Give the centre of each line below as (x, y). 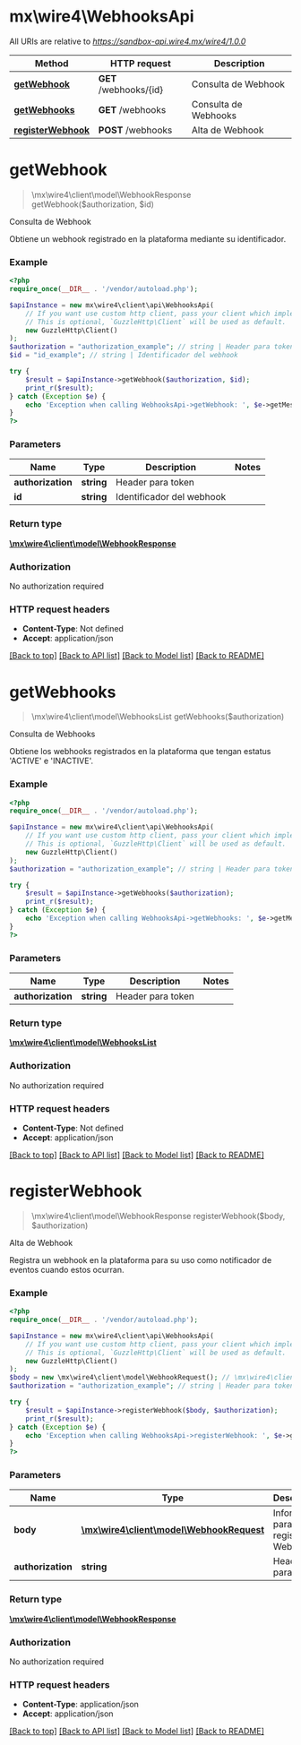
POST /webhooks (135, 130)
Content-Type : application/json (80, 1705)
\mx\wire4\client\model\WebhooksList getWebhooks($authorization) (158, 717)
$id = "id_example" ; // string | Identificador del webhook (124, 356)
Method (52, 63)
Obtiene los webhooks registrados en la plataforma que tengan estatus (140, 752)
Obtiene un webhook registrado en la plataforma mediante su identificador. (148, 238)
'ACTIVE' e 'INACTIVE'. (52, 761)
